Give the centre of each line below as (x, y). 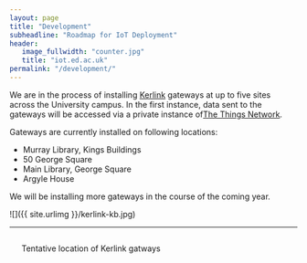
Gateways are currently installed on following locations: (114, 131)
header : (24, 43)
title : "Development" (51, 26)
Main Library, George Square (77, 169)
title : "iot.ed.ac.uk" (64, 60)
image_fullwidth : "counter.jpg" (83, 52)
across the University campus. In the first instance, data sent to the (136, 104)
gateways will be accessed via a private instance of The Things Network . (146, 114)
